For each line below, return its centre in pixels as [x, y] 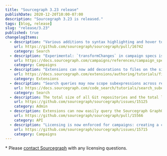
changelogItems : [22, 38]
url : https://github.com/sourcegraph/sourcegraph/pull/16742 [79, 47]
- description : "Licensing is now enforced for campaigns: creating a [84, 125]
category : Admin [31, 106]
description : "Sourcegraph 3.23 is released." [54, 19]
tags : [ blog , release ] [29, 24]
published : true [22, 33]
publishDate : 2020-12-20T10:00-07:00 [44, 14]
